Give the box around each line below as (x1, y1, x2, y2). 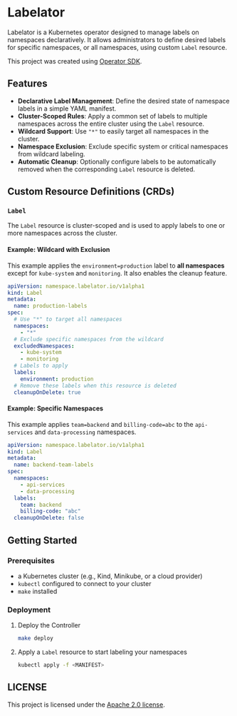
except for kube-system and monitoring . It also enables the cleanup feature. (7, 268, 228, 277)
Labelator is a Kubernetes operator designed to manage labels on (7, 28, 199, 36)
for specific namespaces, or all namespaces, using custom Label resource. (7, 43, 228, 51)
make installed (17, 587, 58, 595)
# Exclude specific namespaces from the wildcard (14, 336, 164, 343)
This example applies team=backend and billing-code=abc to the (7, 420, 194, 428)
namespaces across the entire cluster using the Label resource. (17, 119, 205, 128)
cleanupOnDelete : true (14, 388, 81, 396)
